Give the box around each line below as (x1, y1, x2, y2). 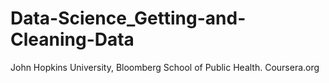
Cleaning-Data (10, 28, 135, 51)
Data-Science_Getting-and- (10, 7, 247, 30)
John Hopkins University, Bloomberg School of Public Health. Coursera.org (10, 61, 320, 73)
